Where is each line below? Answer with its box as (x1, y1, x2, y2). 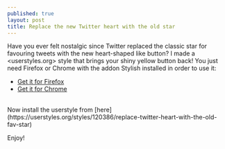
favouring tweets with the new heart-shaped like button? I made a (7, 49, 196, 58)
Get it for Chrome (17, 85, 67, 94)
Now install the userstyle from (7, 105, 93, 114)
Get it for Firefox (17, 78, 65, 86)
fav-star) (7, 121, 33, 129)
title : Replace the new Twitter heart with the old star (7, 23, 176, 30)
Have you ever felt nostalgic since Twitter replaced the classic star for (7, 42, 207, 51)
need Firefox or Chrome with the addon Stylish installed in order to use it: (7, 64, 217, 73)
